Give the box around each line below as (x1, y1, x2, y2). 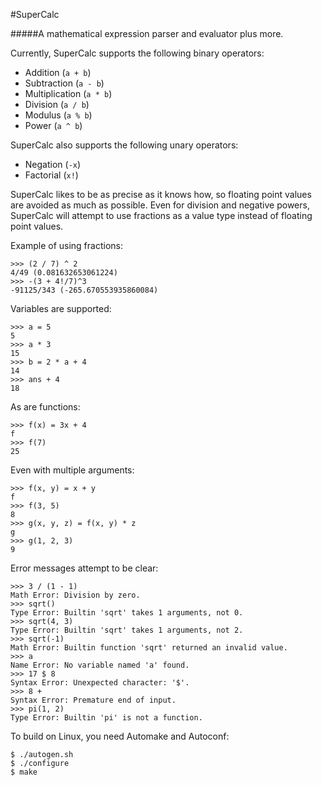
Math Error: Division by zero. (10, 590, 141, 600)
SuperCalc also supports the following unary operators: (10, 139, 239, 151)
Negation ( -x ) (24, 159, 82, 170)
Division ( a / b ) (24, 99, 90, 110)
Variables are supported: (10, 303, 112, 314)
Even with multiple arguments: (10, 464, 135, 476)
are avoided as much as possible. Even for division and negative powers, (10, 199, 310, 211)
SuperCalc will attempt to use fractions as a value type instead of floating (10, 210, 313, 221)
